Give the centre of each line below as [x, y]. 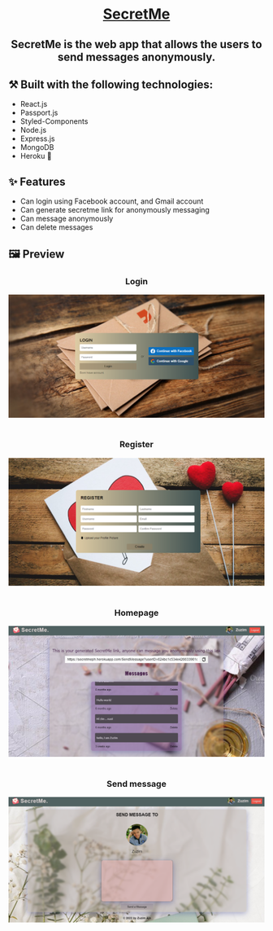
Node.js [33, 130]
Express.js [37, 138]
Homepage [136, 613]
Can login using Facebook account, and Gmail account [112, 201]
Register [136, 445]
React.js [34, 104]
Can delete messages [56, 227]
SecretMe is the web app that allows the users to [136, 44]
